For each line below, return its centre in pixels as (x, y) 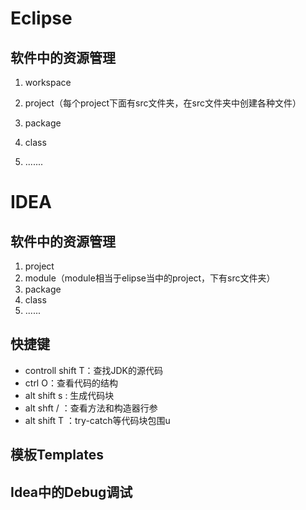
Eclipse (41, 18)
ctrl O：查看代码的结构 (71, 383)
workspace (48, 82)
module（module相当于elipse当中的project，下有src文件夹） (150, 278)
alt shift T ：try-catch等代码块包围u (97, 420)
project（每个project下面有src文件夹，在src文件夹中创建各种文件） (163, 103)
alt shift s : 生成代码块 (69, 395)
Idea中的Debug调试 (71, 492)
